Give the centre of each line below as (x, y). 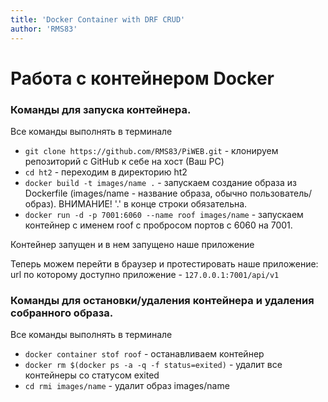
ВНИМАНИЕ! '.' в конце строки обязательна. (153, 203)
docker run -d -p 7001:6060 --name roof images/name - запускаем (164, 214)
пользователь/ (281, 193)
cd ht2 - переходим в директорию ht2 (106, 172)
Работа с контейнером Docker (142, 78)
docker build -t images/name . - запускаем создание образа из (161, 182)
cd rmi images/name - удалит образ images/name (127, 386)
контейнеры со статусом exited (92, 375)
